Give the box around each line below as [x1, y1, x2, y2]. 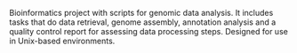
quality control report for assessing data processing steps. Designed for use [9, 26, 289, 36]
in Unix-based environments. [9, 35, 116, 46]
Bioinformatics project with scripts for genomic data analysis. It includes [9, 8, 274, 18]
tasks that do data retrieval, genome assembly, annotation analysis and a [9, 17, 277, 27]
